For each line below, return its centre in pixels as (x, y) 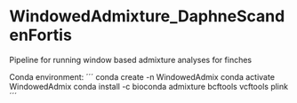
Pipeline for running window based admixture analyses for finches (130, 59)
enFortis (41, 35)
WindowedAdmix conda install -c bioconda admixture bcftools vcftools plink (149, 86)
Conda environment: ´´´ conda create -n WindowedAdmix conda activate (142, 76)
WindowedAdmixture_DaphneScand (147, 16)
